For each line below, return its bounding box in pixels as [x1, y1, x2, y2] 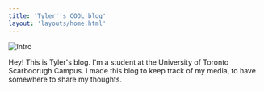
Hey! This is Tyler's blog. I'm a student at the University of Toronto [8, 57, 229, 67]
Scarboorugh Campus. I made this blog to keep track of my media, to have [8, 65, 257, 75]
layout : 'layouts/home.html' [8, 19, 107, 27]
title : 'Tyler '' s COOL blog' [8, 11, 107, 20]
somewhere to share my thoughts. [8, 74, 123, 84]
